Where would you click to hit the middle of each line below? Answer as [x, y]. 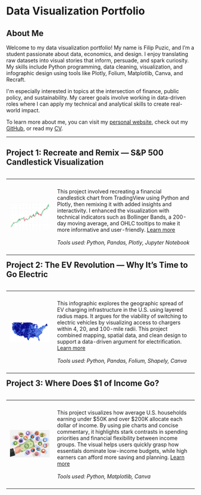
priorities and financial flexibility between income [117, 438]
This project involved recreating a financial [109, 191]
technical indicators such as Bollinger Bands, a [114, 217]
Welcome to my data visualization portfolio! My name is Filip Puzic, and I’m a [100, 47]
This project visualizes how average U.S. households [122, 412]
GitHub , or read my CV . [35, 128]
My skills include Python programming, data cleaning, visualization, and [95, 67]
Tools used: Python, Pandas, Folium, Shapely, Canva [122, 361]
